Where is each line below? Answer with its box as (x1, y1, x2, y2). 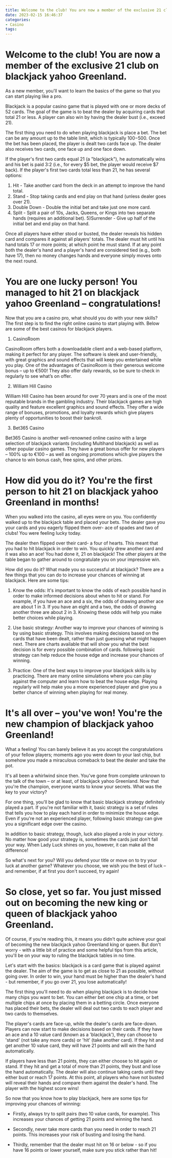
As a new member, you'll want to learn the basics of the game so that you (5, 88, 160, 94)
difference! (5, 847, 29, 853)
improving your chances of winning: (5, 1100, 81, 1107)
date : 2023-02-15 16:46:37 (5, 12, 63, 17)
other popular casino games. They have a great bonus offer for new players (5, 446, 165, 452)
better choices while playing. (12, 615, 74, 621)
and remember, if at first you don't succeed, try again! (5, 868, 119, 874)
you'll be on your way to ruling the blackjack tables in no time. (5, 952, 136, 958)
